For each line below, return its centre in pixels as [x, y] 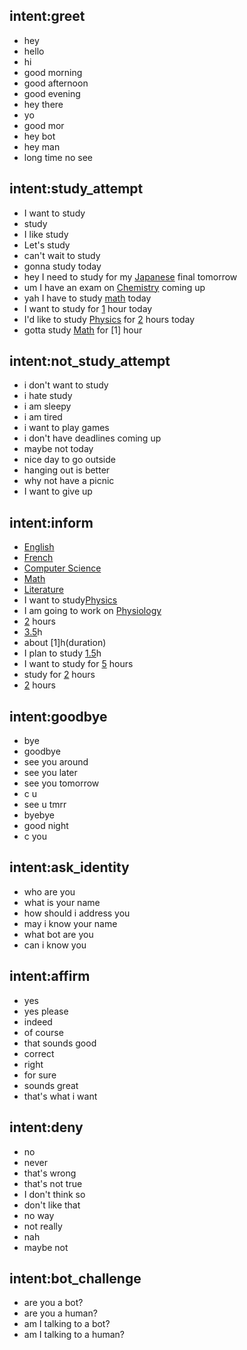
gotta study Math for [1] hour [83, 330]
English [39, 547]
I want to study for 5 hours [78, 664]
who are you [49, 891]
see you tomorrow [61, 783]
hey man [42, 146]
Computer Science [62, 568]
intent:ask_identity [69, 867]
